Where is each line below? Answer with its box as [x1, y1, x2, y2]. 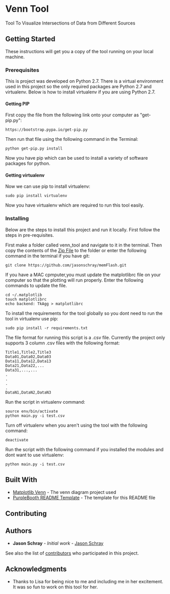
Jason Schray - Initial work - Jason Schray [12, 540, 104, 546]
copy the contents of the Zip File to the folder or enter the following [5, 247, 147, 253]
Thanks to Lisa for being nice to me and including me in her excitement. [12, 578, 163, 584]
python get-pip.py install [5, 146, 63, 151]
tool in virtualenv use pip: [5, 315, 59, 321]
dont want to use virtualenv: [5, 452, 64, 458]
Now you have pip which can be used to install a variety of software [5, 155, 148, 161]
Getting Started [5, 35, 56, 43]
